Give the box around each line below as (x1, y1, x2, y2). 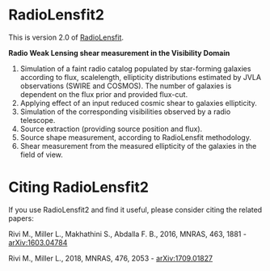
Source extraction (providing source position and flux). (19, 124, 203, 133)
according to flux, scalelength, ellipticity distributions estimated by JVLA (19, 72, 261, 82)
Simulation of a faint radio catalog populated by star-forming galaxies (19, 63, 251, 74)
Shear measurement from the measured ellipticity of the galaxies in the (19, 141, 257, 150)
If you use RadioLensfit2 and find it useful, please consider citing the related (8, 205, 263, 214)
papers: (8, 213, 34, 223)
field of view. (19, 150, 63, 159)
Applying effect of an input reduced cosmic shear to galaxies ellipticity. (19, 98, 257, 108)
